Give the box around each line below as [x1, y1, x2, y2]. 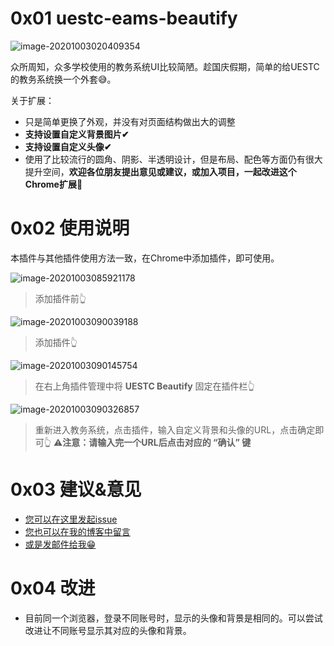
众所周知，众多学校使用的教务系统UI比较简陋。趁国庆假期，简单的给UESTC [10, 60, 320, 72]
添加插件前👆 [34, 292, 87, 304]
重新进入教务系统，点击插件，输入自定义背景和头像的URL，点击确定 [34, 423, 316, 436]
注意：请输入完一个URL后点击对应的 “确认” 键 [62, 436, 252, 448]
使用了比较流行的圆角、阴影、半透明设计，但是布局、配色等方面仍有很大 [24, 153, 323, 165]
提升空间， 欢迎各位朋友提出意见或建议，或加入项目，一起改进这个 [24, 165, 297, 177]
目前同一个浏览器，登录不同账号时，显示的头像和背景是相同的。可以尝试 [24, 612, 323, 624]
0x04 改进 [10, 577, 96, 599]
